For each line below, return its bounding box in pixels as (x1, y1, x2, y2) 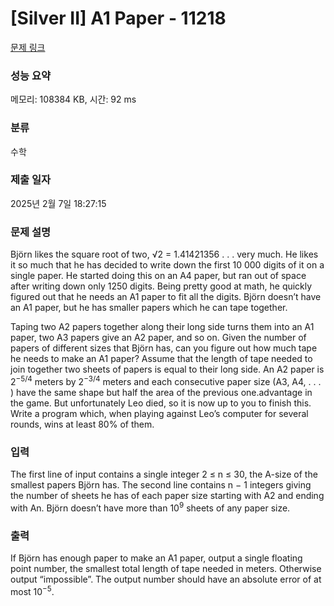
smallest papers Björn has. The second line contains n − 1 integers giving (10, 479, 312, 491)
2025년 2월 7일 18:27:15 (10, 197, 107, 209)
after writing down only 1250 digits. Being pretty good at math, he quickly (10, 280, 313, 292)
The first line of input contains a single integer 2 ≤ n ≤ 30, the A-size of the (10, 468, 318, 481)
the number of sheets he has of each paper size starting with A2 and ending (10, 490, 325, 502)
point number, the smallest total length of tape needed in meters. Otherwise (10, 563, 322, 575)
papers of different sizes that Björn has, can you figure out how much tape (10, 342, 318, 354)
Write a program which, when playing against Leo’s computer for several (10, 407, 309, 419)
